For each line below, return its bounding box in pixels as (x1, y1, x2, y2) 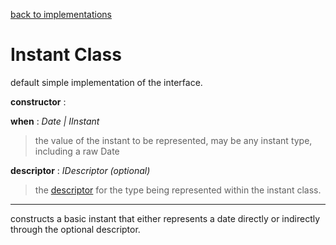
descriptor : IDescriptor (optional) (10, 164, 151, 176)
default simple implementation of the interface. (10, 76, 203, 88)
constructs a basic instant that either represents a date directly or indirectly (10, 212, 321, 224)
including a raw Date (34, 145, 120, 157)
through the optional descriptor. (10, 223, 141, 235)
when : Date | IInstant (10, 115, 100, 127)
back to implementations (10, 9, 112, 20)
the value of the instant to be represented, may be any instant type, (34, 134, 313, 146)
